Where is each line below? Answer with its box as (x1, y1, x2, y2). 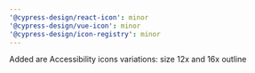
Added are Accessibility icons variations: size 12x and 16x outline (9, 54, 247, 65)
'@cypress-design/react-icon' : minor (9, 12, 149, 22)
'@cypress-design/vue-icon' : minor (9, 21, 141, 30)
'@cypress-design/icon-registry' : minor (9, 29, 162, 38)
